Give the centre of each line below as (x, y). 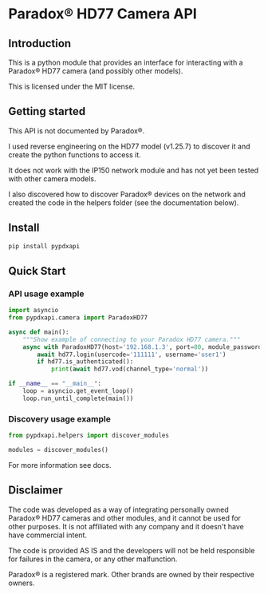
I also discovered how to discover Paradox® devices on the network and (127, 194)
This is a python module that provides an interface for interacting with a (126, 62)
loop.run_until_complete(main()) (78, 398)
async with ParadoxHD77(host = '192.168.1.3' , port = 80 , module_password (142, 347)
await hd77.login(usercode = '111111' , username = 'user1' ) (132, 354)
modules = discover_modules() (59, 449)
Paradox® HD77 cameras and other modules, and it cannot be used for (125, 518)
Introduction (40, 44)
